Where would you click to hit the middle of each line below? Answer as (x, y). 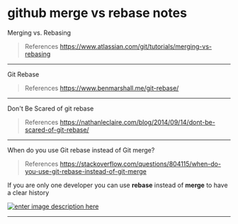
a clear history (28, 192)
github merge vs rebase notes (97, 13)
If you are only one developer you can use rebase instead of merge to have (118, 185)
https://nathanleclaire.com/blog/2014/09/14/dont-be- (138, 122)
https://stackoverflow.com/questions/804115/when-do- (141, 164)
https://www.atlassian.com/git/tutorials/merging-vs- (136, 46)
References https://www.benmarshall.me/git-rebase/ (102, 88)
